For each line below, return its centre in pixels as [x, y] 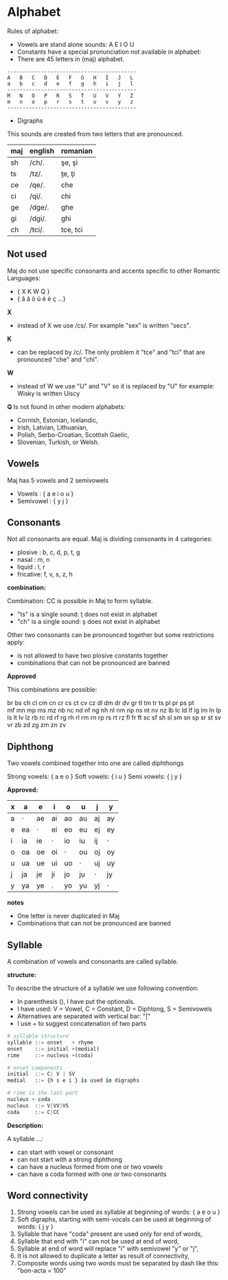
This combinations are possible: [52, 690]
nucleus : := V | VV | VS [38, 1106]
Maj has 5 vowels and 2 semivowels [58, 480]
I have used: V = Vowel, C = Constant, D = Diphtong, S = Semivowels [115, 1009]
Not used [27, 254]
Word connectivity [48, 1196]
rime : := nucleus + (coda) [50, 1055]
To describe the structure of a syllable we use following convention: [103, 988]
